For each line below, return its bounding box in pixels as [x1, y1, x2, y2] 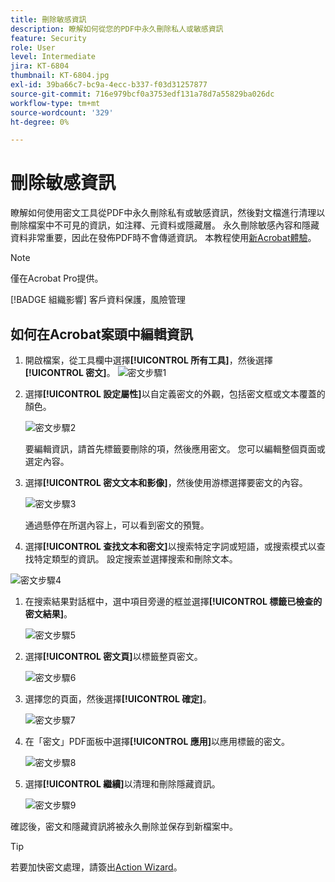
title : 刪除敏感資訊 [10, 14, 87, 25]
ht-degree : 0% [10, 117, 70, 127]
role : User [10, 42, 56, 53]
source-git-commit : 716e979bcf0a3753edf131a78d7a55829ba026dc [10, 89, 275, 99]
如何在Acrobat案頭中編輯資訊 [10, 326, 193, 343]
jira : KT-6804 [10, 61, 70, 71]
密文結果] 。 [24, 608, 73, 620]
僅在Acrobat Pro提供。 [10, 272, 104, 285]
